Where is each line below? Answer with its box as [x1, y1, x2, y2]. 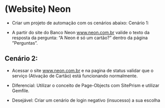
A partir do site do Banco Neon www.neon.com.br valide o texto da [11, 29, 150, 35]
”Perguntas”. [11, 40, 38, 46]
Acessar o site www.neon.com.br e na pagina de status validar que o [11, 67, 154, 73]
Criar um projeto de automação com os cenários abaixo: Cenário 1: [11, 20, 149, 26]
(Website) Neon [4, 3, 71, 15]
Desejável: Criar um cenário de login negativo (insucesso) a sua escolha [11, 97, 161, 103]
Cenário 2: [4, 54, 38, 63]
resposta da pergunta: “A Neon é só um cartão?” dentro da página [11, 35, 148, 41]
